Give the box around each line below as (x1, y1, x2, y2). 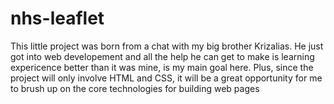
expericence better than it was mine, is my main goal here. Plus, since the (10, 61, 314, 73)
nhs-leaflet (10, 7, 105, 30)
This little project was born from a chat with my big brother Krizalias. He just (10, 40, 324, 52)
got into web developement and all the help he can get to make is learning (10, 50, 315, 62)
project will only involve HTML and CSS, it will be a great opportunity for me (10, 72, 323, 84)
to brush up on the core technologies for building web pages (10, 82, 260, 94)
